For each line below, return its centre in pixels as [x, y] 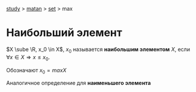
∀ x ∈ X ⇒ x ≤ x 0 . [28, 58]
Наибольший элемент [64, 33]
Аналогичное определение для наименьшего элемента [79, 83]
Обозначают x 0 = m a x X [37, 71]
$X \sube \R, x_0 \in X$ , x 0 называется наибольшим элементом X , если [98, 50]
